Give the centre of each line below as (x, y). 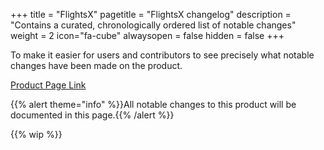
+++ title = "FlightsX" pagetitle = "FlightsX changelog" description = (151, 14)
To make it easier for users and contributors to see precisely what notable (162, 55)
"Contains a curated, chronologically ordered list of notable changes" (153, 25)
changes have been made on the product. (96, 65)
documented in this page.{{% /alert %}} (92, 115)
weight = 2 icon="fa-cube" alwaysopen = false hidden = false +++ (147, 35)
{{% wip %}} (36, 134)
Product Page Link (48, 85)
